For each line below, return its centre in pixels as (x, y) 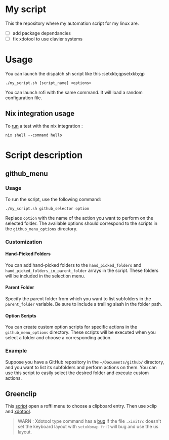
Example (16, 351)
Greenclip (21, 394)
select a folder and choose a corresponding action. (58, 338)
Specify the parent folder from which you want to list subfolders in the (78, 299)
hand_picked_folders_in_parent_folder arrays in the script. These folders (82, 270)
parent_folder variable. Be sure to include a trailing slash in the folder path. (84, 304)
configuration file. (24, 98)
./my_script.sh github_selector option (47, 209)
